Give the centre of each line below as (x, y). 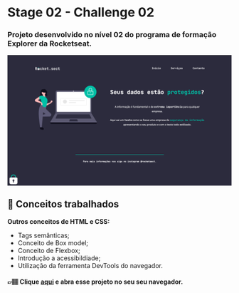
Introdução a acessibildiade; (59, 258)
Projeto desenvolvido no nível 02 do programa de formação (112, 35)
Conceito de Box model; (53, 242)
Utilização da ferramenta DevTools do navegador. (90, 265)
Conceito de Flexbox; (49, 250)
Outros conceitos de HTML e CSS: (59, 221)
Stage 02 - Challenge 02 (81, 12)
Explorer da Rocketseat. (50, 43)
